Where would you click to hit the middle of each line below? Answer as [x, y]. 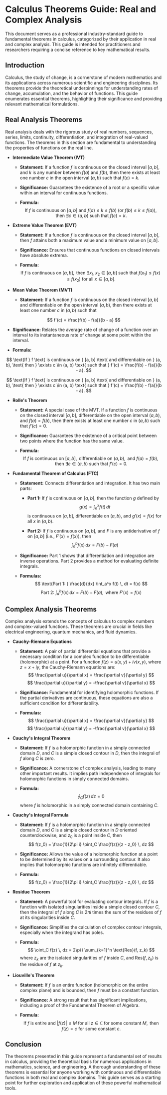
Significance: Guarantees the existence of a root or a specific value [89, 187]
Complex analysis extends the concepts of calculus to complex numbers [80, 621]
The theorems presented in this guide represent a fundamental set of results [83, 1056]
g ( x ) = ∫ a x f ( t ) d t [95, 507]
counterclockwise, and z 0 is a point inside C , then [71, 836]
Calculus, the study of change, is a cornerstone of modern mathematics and [83, 77]
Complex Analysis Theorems [51, 609]
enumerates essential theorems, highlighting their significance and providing [84, 98]
